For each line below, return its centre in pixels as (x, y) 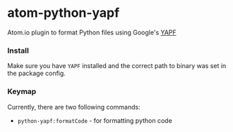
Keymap (22, 91)
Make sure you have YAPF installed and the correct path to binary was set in (117, 66)
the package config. (36, 73)
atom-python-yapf (64, 13)
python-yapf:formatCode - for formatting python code (95, 120)
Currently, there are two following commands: (74, 107)
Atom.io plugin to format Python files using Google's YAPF (92, 32)
